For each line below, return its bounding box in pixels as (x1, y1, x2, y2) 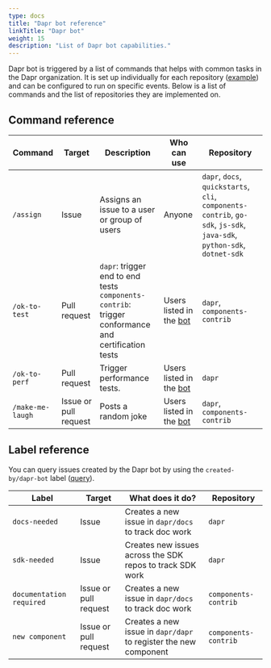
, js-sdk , (214, 219, 246, 230)
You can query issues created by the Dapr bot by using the (8, 465, 204, 474)
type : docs (8, 11, 45, 20)
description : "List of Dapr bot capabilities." (8, 42, 172, 50)
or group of (99, 214, 143, 225)
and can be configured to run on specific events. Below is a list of (8, 81, 227, 91)
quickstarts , (202, 181, 250, 192)
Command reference (8, 113, 115, 127)
